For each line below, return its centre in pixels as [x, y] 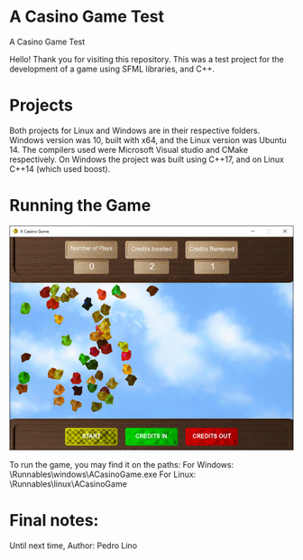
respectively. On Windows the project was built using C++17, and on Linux [147, 159]
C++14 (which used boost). [60, 168]
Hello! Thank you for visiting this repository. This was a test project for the [147, 59]
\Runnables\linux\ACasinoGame [69, 484]
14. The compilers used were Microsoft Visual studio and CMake [129, 149]
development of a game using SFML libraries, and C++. [112, 69]
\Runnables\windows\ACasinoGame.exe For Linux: [103, 474]
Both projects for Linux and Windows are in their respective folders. [135, 130]
